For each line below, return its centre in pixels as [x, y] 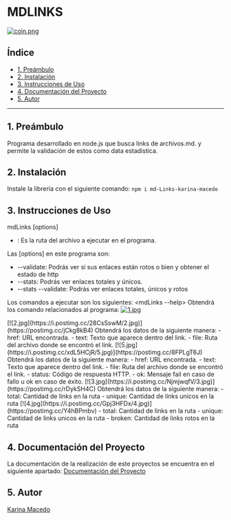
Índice [21, 53]
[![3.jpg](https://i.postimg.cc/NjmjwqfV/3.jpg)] [150, 382]
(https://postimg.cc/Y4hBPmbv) [52, 411]
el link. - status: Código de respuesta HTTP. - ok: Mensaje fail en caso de [111, 374]
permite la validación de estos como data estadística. [82, 150]
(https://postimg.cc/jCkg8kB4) [51, 331]
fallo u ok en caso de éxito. [45, 382]
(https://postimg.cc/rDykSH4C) [52, 389]
